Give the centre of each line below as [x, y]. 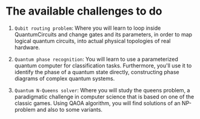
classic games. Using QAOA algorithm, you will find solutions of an [97, 103]
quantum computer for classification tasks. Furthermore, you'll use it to [103, 66]
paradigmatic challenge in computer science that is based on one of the [104, 97]
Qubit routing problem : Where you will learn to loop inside [88, 28]
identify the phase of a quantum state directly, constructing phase [97, 72]
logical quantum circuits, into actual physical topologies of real [92, 41]
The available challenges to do [84, 11]
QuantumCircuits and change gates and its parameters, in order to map [103, 34]
